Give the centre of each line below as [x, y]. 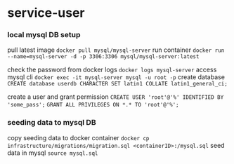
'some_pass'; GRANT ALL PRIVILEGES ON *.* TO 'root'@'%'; [93, 105]
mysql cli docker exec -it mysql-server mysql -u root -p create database [116, 77]
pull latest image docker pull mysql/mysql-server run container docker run [116, 50]
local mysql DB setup [44, 35]
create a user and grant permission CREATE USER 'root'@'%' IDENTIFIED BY [116, 97]
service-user [46, 13]
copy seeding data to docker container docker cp [78, 137]
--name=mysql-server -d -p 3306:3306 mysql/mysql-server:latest [103, 57]
